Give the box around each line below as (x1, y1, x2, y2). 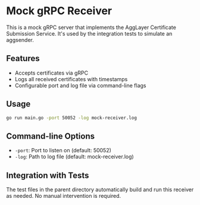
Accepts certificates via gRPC (14, 69, 88, 76)
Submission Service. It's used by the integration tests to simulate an (6, 30, 173, 37)
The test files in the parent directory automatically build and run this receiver (6, 186, 194, 193)
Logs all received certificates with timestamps (14, 75, 128, 82)
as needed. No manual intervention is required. (6, 193, 121, 200)
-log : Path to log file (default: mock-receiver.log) (14, 153, 134, 161)
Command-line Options (6, 131, 95, 141)
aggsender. (6, 36, 35, 43)
